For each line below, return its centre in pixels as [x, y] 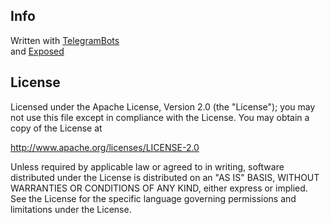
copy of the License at [56, 128]
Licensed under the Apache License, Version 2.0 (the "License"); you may [163, 106]
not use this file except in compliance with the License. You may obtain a [160, 117]
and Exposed [37, 51]
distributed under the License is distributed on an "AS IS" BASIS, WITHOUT [165, 177]
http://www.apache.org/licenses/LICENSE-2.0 [105, 147]
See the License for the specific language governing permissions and [153, 198]
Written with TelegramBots [65, 40]
